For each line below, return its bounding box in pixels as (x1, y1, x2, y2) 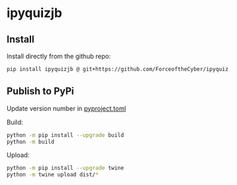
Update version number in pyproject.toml (6, 104, 127, 113)
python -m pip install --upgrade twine (6, 164, 125, 172)
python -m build (6, 138, 54, 145)
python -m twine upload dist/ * (6, 172, 99, 179)
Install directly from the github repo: (6, 52, 111, 60)
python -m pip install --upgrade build (6, 131, 125, 139)
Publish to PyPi (6, 85, 75, 97)
